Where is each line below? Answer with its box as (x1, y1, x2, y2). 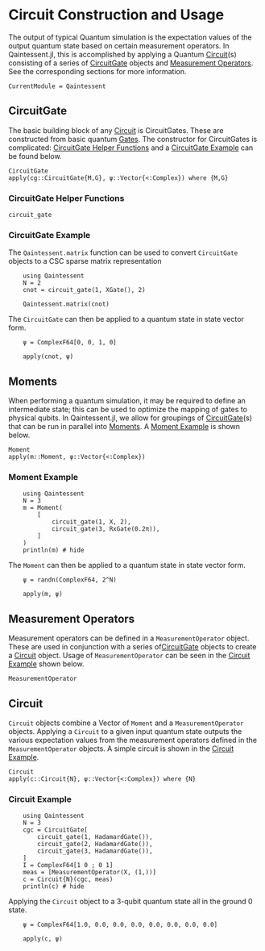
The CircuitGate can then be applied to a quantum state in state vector (8, 315, 244, 324)
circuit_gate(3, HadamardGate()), (37, 847, 153, 856)
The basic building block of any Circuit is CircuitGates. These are (8, 125, 224, 135)
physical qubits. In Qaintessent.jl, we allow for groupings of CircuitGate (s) (8, 413, 252, 423)
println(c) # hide (23, 882, 85, 891)
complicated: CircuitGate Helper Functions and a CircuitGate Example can (8, 143, 254, 152)
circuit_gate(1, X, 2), (51, 518, 131, 526)
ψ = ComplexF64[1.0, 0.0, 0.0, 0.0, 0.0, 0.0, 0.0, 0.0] (23, 921, 218, 929)
